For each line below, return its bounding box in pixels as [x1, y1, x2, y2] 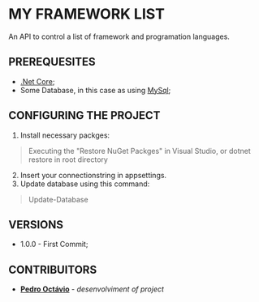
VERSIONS [8, 218, 63, 232]
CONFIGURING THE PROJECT [8, 108, 161, 122]
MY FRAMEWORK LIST [8, 5, 165, 23]
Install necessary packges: [19, 130, 110, 140]
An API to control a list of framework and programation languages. [8, 32, 230, 41]
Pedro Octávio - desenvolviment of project [19, 284, 165, 294]
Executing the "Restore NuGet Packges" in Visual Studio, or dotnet [28, 146, 252, 155]
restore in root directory [28, 155, 108, 164]
